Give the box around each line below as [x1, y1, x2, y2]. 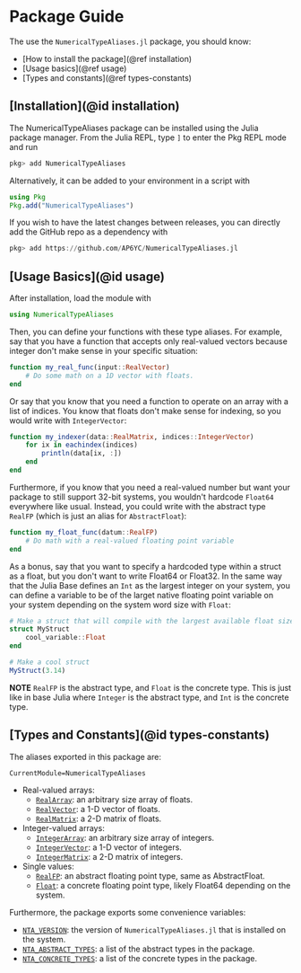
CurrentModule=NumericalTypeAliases [9, 768, 146, 778]
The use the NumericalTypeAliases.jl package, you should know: [9, 36, 252, 47]
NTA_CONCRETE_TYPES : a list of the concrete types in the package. [21, 952, 258, 963]
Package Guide [9, 6, 125, 27]
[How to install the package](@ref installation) [21, 53, 193, 64]
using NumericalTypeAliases [9, 310, 115, 320]
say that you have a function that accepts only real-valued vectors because [9, 335, 288, 347]
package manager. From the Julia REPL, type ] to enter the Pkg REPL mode [9, 132, 287, 143]
